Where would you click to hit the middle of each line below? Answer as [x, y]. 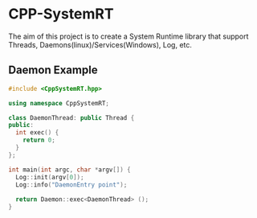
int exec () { [37, 133]
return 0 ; [39, 140]
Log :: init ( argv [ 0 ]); [50, 177]
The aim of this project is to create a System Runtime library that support [128, 36]
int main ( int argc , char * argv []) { [69, 170]
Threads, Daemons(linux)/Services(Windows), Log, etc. [100, 44]
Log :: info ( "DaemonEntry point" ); [71, 185]
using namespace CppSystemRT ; [59, 103]
